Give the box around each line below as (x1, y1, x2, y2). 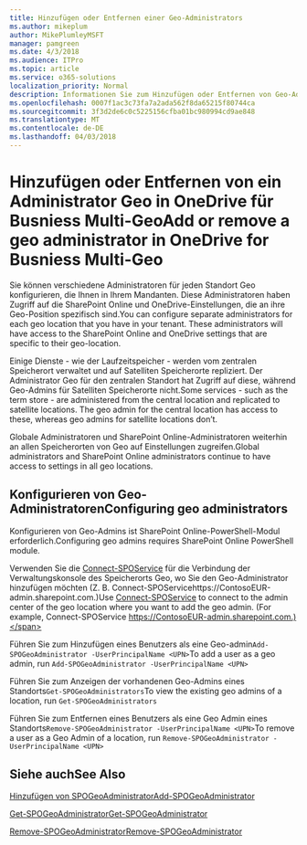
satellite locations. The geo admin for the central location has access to (9, 404, 279, 415)
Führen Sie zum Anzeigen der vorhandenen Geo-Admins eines (9, 675, 245, 686)
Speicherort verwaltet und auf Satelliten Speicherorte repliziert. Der (9, 364, 263, 375)
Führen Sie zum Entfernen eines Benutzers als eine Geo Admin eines (9, 713, 268, 724)
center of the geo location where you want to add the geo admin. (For (9, 601, 272, 612)
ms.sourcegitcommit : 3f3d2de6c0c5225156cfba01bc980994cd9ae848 (9, 107, 256, 116)
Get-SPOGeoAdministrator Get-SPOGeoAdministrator (9, 808, 208, 819)
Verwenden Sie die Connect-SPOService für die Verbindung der (9, 563, 251, 574)
